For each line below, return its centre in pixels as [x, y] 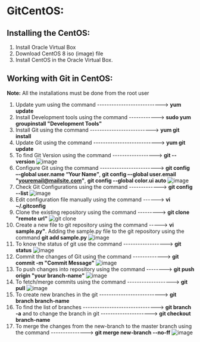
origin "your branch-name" [50, 275]
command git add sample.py [51, 237]
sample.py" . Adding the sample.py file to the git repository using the [100, 231]
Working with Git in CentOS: [60, 79]
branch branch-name [42, 301]
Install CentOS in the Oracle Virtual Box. [64, 60]
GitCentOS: [35, 11]
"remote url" [32, 218]
